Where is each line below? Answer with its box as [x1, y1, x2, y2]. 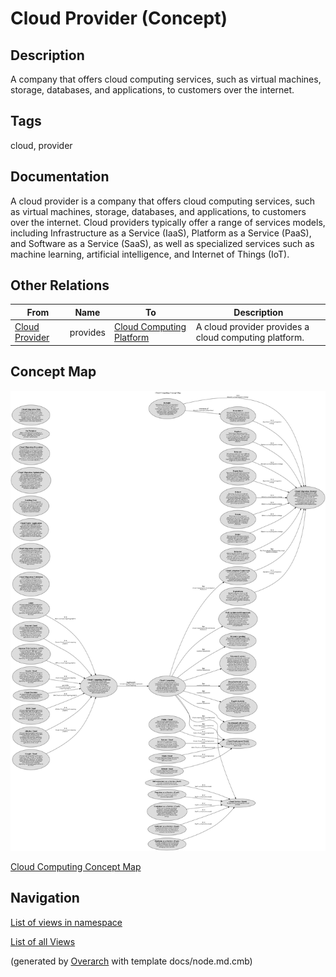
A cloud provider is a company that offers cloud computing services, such [10, 195, 316, 207]
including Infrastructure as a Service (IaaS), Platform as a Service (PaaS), [10, 227, 312, 239]
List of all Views [10, 935, 76, 947]
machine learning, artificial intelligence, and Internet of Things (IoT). [10, 248, 290, 260]
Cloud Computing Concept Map [10, 860, 142, 872]
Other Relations [10, 277, 110, 294]
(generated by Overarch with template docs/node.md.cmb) [10, 955, 253, 967]
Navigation [10, 890, 80, 907]
